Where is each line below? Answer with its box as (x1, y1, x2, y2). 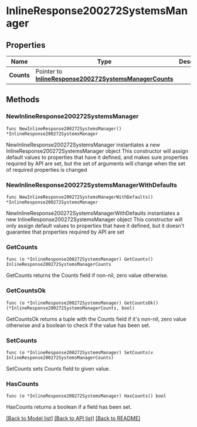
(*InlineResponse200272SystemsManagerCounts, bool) (6, 305, 135, 311)
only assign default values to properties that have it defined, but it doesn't (6, 222, 185, 229)
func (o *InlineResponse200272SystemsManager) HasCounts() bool (6, 393, 167, 399)
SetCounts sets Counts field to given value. (6, 365, 110, 372)
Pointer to (35, 68, 63, 75)
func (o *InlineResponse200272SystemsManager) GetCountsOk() (6, 300, 159, 306)
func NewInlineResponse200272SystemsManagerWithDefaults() (6, 194, 154, 200)
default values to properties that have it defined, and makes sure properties (6, 154, 189, 161)
